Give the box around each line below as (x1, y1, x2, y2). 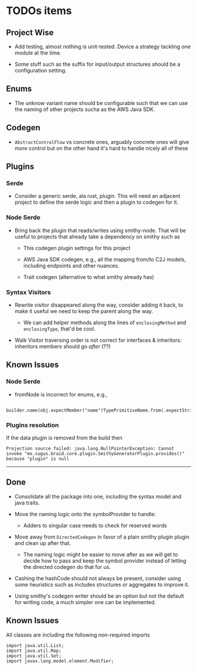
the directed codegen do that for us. (23, 563, 111, 570)
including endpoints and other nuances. (23, 262, 120, 269)
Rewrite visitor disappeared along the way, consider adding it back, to (14, 301, 184, 308)
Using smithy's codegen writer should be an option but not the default (14, 592, 185, 600)
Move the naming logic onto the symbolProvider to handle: (14, 510, 157, 517)
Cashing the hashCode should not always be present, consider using (14, 574, 181, 582)
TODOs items (6, 4, 72, 18)
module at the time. (14, 49, 62, 56)
